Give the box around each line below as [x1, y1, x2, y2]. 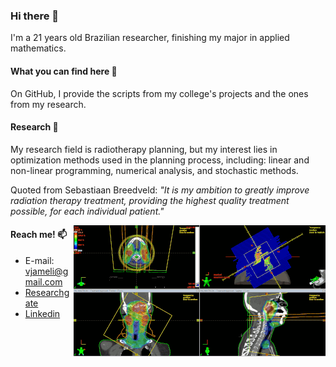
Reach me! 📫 [10, 229, 68, 241]
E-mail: [24, 254, 55, 266]
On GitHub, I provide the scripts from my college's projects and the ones [10, 87, 309, 99]
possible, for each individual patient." [10, 205, 165, 217]
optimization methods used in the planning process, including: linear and [10, 154, 310, 166]
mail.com [24, 275, 63, 288]
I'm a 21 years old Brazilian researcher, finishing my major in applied [10, 32, 290, 44]
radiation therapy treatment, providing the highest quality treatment [10, 194, 290, 206]
